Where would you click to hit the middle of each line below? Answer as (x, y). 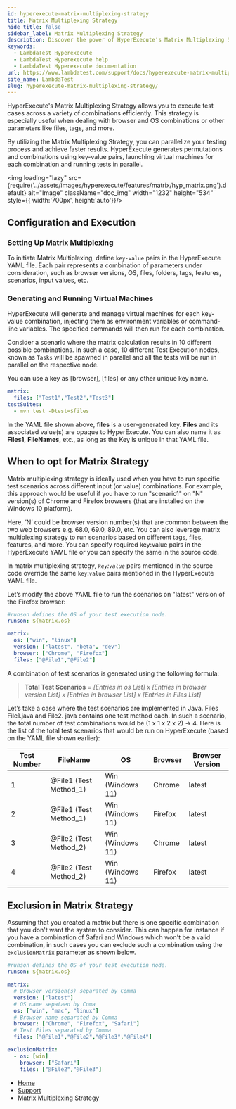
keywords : (22, 46)
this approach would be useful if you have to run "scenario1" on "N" (105, 493)
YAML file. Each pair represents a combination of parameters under (105, 265)
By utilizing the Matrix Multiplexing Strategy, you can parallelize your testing (117, 142)
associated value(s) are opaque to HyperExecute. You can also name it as (114, 432)
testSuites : (25, 404)
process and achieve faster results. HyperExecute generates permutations (115, 149)
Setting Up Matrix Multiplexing (60, 242)
